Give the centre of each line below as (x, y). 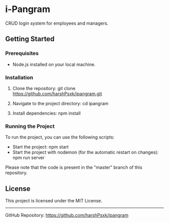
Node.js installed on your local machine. (54, 64)
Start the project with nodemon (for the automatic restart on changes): (86, 153)
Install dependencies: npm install (47, 113)
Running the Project (30, 126)
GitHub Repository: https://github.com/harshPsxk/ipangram (67, 215)
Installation (19, 78)
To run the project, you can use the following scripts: (60, 137)
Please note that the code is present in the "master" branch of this (74, 168)
